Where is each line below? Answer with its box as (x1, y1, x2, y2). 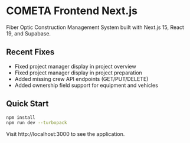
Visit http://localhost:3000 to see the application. (6, 131, 125, 138)
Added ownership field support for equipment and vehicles (14, 82, 158, 89)
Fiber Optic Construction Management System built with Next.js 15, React (6, 24, 185, 31)
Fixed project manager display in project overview (14, 63, 137, 70)
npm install (6, 114, 35, 121)
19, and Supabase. (6, 30, 51, 37)
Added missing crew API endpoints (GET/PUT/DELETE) (14, 75, 149, 82)
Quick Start (6, 99, 49, 109)
